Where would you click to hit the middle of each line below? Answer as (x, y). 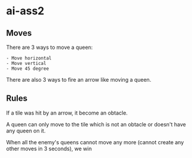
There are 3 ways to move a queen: (50, 47)
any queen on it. (26, 131)
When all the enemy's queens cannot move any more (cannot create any (95, 142)
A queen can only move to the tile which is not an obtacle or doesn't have (96, 124)
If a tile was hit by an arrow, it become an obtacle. (67, 113)
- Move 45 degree (28, 69)
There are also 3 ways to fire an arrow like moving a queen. (79, 80)
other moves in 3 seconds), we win (49, 148)
